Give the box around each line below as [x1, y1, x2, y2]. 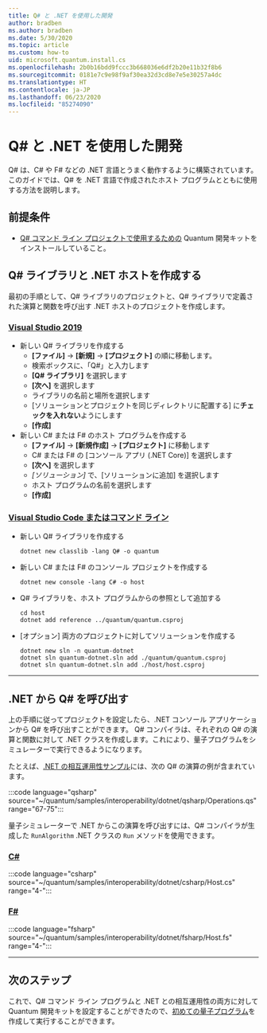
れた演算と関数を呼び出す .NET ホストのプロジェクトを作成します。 [8, 301, 230, 311]
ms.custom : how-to [8, 49, 69, 57]
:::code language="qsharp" [8, 788, 98, 797]
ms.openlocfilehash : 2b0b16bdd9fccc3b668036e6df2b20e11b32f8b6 [8, 64, 222, 72]
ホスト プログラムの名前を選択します [31, 479, 153, 490]
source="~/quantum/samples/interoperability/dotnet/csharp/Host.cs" [8, 878, 236, 887]
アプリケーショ [208, 714, 257, 725]
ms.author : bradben [8, 26, 73, 34]
